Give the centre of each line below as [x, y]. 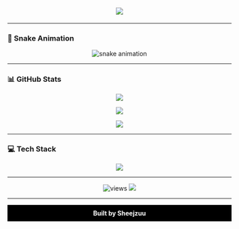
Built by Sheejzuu [119, 213]
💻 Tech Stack [32, 149]
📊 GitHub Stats [34, 80]
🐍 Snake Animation [41, 38]
